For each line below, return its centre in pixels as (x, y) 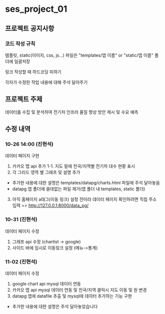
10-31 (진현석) (21, 220)
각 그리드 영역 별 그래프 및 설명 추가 (46, 172)
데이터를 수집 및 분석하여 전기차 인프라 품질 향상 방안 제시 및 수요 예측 (72, 112)
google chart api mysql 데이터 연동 (46, 284)
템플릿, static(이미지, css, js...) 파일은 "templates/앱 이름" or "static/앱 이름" (79, 55)
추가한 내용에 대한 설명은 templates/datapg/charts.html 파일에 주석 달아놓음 (86, 183)
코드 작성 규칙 (20, 44)
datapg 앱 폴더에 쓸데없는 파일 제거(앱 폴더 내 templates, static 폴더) (79, 189)
